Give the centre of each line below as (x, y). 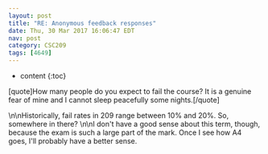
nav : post (25, 38)
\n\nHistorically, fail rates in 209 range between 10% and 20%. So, (119, 115)
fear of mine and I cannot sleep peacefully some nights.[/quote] (114, 100)
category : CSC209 (37, 46)
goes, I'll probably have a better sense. (73, 141)
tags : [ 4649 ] (30, 53)
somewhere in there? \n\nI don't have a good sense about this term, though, (134, 124)
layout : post (30, 16)
